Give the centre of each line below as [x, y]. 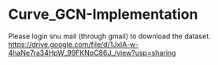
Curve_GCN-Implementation [103, 14]
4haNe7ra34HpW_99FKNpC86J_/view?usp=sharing [92, 52]
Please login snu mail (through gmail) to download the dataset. [109, 36]
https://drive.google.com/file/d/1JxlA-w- [74, 44]
